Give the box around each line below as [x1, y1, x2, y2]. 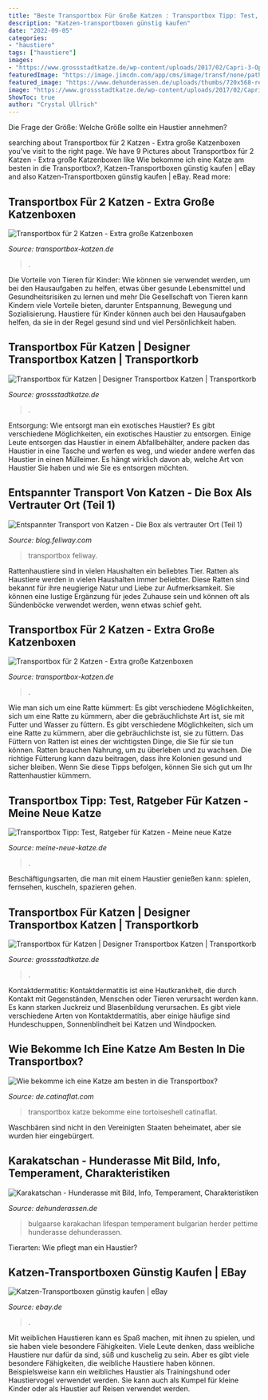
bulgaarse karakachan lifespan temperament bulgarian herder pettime [27, 1218, 258, 1228]
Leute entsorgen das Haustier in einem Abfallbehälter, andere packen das [8, 437, 250, 447]
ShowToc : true [8, 93, 56, 101]
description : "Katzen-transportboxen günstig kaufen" [8, 19, 191, 27]
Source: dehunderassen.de [8, 1203, 98, 1213]
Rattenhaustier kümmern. [8, 771, 92, 780]
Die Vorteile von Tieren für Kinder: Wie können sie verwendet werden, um [8, 274, 250, 284]
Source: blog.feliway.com [8, 535, 92, 545]
